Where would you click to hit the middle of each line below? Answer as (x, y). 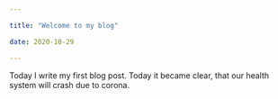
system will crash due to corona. (70, 85)
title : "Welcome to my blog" (64, 25)
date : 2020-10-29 (42, 41)
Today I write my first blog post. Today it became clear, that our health (139, 75)
